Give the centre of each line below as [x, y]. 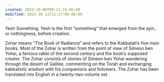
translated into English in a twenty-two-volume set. [57, 74]
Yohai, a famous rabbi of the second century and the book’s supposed [76, 53]
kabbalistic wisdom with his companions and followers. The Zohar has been [82, 69]
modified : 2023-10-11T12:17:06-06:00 [44, 14]
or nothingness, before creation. [38, 33]
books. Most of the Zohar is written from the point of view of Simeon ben [79, 48]
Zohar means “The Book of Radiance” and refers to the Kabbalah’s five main [82, 43]
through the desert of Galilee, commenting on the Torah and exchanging [78, 64]
